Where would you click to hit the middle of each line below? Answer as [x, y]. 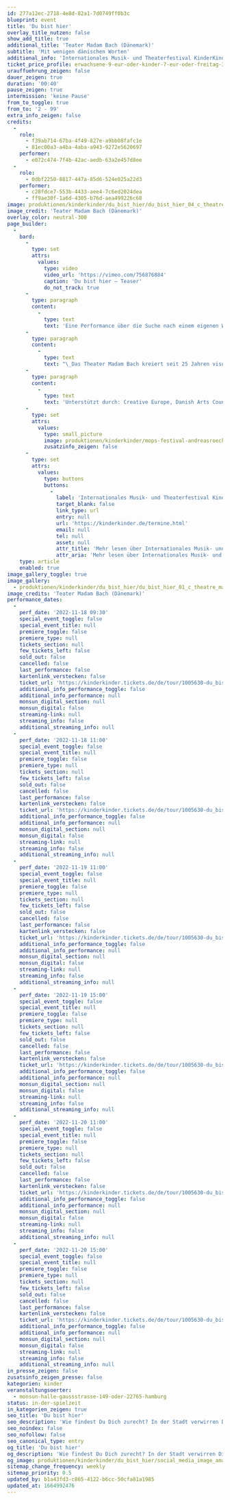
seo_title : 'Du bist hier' [46, 1416]
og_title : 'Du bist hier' [44, 1447]
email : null [73, 530]
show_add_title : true [38, 39]
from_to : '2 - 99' [33, 109]
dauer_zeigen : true [35, 77]
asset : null [73, 542]
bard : [27, 237]
